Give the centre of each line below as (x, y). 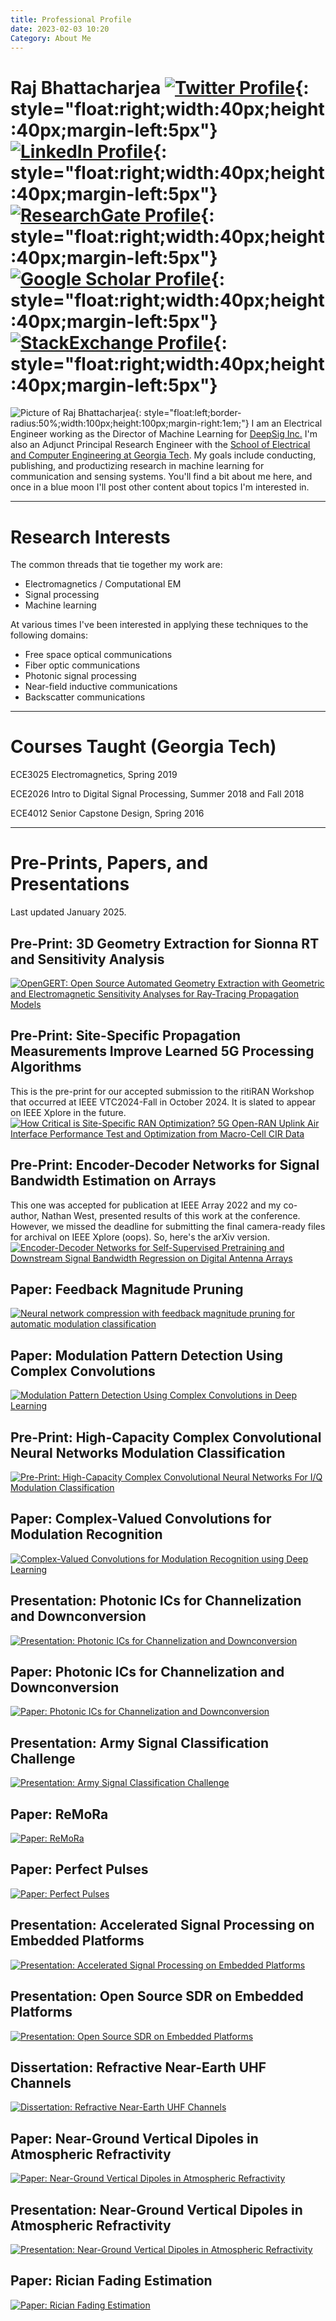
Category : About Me (51, 38)
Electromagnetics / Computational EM (103, 584)
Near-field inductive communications (101, 687)
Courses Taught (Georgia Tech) (143, 747)
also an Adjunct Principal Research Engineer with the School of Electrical (160, 445)
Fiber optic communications (82, 665)
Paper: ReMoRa (59, 1814)
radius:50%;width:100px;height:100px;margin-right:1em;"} (130, 423)
